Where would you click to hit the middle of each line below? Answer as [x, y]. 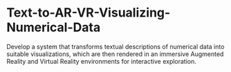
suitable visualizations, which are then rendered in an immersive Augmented [115, 54]
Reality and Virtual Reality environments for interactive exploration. [101, 61]
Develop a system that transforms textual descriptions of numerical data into [115, 46]
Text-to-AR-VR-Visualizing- [89, 13]
